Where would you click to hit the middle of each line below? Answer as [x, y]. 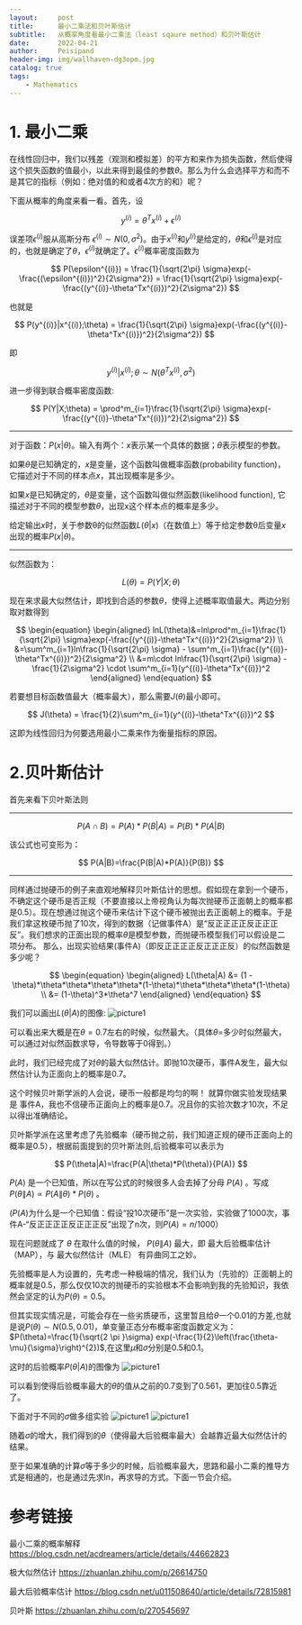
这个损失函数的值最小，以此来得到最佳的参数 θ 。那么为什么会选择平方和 [142, 170]
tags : [19, 77]
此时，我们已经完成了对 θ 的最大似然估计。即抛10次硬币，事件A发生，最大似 [148, 1063]
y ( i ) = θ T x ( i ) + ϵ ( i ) [151, 219]
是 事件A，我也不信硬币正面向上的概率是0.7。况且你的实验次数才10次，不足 [149, 1104]
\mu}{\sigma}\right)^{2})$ [57, 1347]
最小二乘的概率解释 [45, 1544]
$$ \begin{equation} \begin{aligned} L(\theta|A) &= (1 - [151, 975]
